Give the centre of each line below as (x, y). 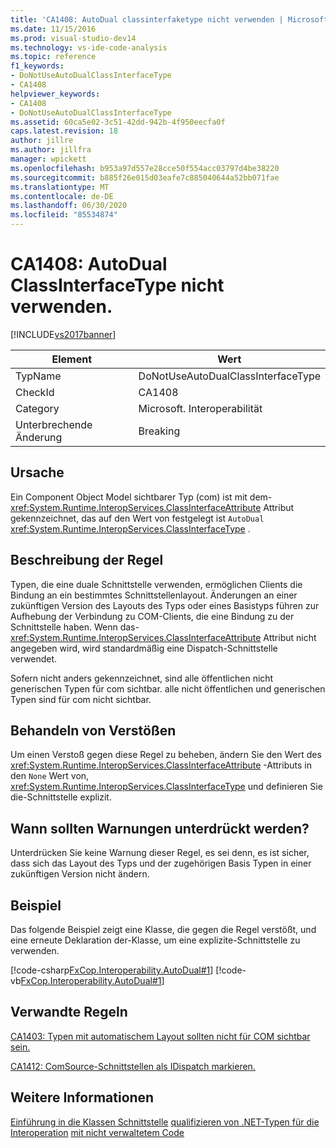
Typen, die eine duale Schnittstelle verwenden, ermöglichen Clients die (156, 584)
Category (37, 408)
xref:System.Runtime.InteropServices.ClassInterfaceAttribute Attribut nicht (163, 637)
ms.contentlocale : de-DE (62, 196)
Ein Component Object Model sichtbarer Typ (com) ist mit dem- (141, 497)
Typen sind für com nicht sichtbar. (81, 699)
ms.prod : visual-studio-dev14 (73, 38)
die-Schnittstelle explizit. (61, 797)
